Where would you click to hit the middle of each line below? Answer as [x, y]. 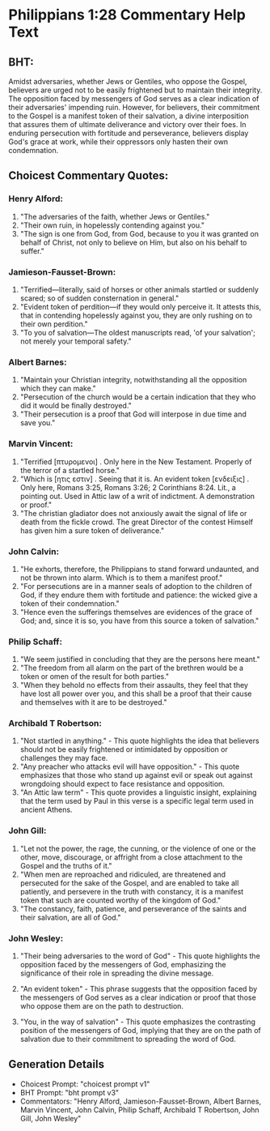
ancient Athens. [46, 810]
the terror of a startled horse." [70, 470]
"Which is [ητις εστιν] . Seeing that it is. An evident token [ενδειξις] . [135, 479]
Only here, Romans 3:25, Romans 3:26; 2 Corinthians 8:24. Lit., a [128, 487]
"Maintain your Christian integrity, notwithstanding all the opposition [133, 380]
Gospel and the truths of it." [66, 865]
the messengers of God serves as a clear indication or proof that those [138, 997]
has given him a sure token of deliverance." [92, 530]
